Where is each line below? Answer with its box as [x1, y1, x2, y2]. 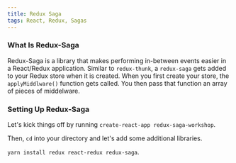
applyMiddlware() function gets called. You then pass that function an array [7, 79, 228, 87]
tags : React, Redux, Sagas [7, 17, 87, 24]
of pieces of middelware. [7, 86, 80, 95]
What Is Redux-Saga [7, 40, 79, 50]
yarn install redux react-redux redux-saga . [7, 148, 140, 157]
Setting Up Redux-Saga [7, 104, 90, 114]
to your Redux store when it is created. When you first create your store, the [7, 72, 230, 80]
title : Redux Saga [7, 10, 62, 18]
